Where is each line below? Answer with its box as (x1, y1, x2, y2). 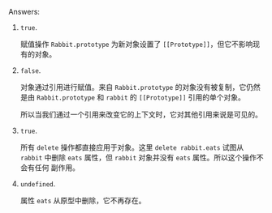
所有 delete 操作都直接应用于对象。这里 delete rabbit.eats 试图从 (19, 143, 244, 152)
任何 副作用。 (34, 163, 80, 173)
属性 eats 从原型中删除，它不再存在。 (19, 196, 146, 205)
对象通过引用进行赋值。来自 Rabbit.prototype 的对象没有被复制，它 (19, 83, 247, 92)
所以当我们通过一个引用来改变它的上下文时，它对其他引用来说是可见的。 (19, 109, 262, 119)
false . (19, 66, 41, 75)
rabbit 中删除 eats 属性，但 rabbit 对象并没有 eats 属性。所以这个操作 (19, 153, 257, 162)
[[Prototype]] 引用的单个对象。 (138, 92, 245, 102)
